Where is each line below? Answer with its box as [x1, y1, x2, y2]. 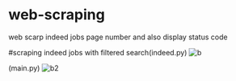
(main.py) [8, 63, 40, 73]
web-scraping [8, 6, 105, 24]
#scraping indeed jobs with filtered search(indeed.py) [8, 47, 188, 57]
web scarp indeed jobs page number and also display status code [8, 32, 228, 42]
